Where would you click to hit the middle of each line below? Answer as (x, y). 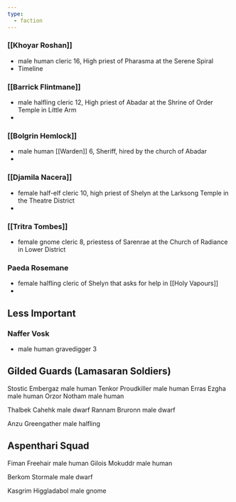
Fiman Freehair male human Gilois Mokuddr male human (90, 463)
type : (15, 14)
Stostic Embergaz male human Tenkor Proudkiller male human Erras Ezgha (117, 388)
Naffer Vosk (28, 333)
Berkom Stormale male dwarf (50, 476)
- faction (28, 21)
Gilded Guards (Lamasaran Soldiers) (89, 372)
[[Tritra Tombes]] (38, 226)
